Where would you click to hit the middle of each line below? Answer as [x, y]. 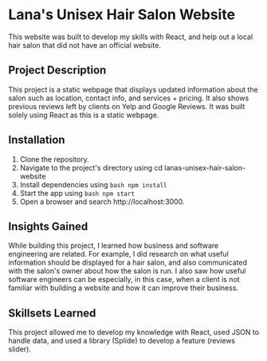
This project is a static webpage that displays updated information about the [133, 89]
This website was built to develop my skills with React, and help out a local [131, 37]
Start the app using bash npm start [77, 193]
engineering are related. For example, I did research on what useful [118, 254]
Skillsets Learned [52, 313]
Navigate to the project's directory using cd [91, 167]
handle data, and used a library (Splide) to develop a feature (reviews [122, 341]
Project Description [57, 71]
